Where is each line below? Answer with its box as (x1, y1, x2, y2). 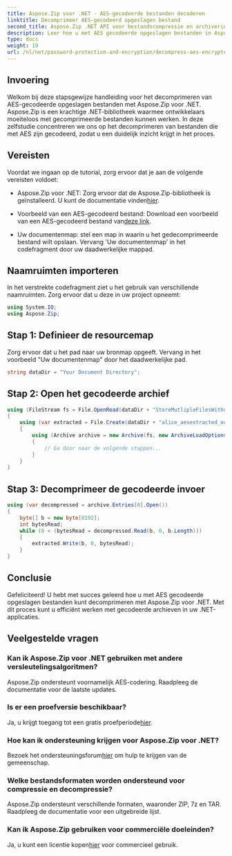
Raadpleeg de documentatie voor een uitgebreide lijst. (7, 808, 162, 816)
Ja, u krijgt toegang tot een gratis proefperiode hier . (7, 718, 153, 727)
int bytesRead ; (19, 520, 64, 528)
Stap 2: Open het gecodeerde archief (7, 388, 170, 400)
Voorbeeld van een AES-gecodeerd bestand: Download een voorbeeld (17, 209, 219, 218)
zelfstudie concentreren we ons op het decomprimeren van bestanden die (7, 122, 219, 130)
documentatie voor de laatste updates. (7, 685, 117, 693)
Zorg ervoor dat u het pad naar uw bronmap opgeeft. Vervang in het (7, 347, 201, 356)
